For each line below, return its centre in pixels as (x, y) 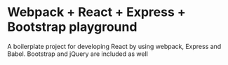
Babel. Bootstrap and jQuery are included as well (78, 54)
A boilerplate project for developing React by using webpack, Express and (114, 46)
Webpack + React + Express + (96, 12)
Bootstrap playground (72, 27)
